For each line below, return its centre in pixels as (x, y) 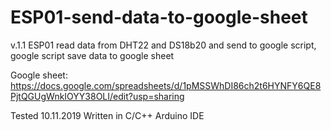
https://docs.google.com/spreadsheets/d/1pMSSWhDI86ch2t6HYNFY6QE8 (166, 85)
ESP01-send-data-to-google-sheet (159, 17)
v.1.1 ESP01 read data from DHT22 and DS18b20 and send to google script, (163, 45)
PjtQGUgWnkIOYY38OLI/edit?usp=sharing (97, 96)
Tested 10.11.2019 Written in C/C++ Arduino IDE (107, 115)
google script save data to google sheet (92, 55)
